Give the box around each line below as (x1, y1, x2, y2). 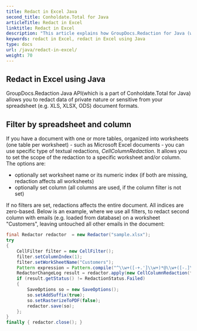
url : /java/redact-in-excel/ (6, 47, 77, 53)
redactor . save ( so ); (27, 303, 75, 309)
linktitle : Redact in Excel (6, 25, 75, 31)
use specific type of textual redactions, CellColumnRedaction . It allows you (6, 148, 188, 155)
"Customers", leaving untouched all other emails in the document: (6, 220, 165, 227)
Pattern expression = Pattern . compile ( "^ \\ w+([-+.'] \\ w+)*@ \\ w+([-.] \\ (16, 264, 195, 271)
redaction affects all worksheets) (14, 178, 94, 185)
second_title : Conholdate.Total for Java (6, 14, 109, 20)
